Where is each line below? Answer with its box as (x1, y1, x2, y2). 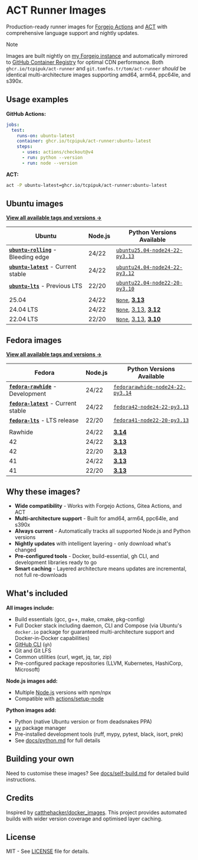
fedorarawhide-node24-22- (113, 384, 186, 391)
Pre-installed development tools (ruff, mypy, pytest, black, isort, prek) (14, 731, 184, 738)
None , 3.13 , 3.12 (115, 306, 161, 314)
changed (14, 546, 37, 553)
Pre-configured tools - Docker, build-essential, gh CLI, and (14, 553, 159, 560)
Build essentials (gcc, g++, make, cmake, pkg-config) (14, 615, 146, 622)
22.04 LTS (9, 315, 38, 323)
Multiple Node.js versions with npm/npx (14, 689, 111, 696)
